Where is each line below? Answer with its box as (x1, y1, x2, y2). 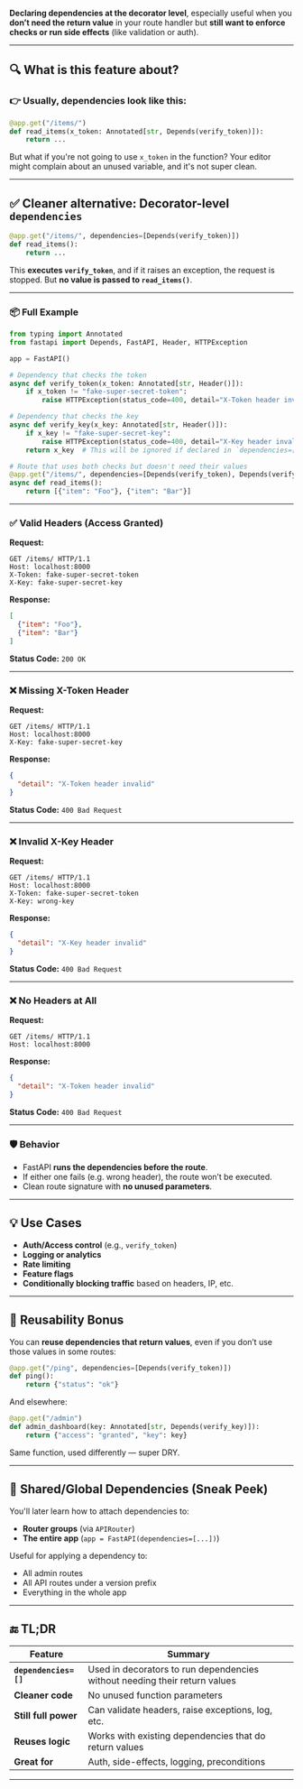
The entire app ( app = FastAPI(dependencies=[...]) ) (22, 1533, 220, 1544)
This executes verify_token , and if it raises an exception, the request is (9, 264, 275, 275)
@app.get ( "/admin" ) (9, 1414, 83, 1424)
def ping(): (9, 1371, 54, 1381)
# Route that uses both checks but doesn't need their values (9, 462, 248, 471)
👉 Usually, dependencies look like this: (9, 95, 187, 107)
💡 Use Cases (9, 1215, 83, 1231)
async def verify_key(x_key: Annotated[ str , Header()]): (9, 420, 228, 429)
